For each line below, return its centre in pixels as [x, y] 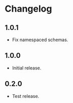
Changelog [28, 9]
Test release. [26, 96]
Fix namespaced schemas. [40, 40]
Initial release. [27, 68]
